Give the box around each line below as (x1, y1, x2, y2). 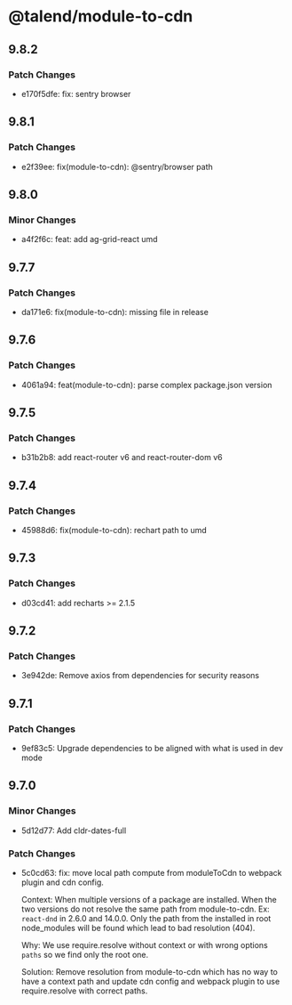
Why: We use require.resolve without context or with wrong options (20, 940, 268, 951)
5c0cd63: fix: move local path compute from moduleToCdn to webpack (20, 868, 282, 879)
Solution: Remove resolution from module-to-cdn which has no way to (20, 967, 279, 977)
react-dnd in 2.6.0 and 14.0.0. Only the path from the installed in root (20, 913, 272, 924)
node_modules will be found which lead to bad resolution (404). (20, 923, 256, 934)
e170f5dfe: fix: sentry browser (20, 88, 131, 99)
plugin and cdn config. (20, 877, 104, 887)
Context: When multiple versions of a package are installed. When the (20, 895, 277, 905)
